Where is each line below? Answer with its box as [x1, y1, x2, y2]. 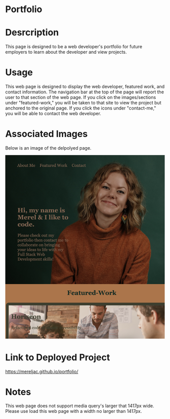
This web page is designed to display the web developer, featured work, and [5, 84, 165, 90]
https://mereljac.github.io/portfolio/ [5, 368, 78, 374]
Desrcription [5, 27, 59, 39]
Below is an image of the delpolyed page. [5, 145, 92, 151]
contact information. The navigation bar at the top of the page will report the [5, 89, 164, 95]
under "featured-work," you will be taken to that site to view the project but [5, 100, 161, 106]
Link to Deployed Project [5, 352, 110, 363]
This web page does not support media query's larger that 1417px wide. [5, 403, 154, 409]
